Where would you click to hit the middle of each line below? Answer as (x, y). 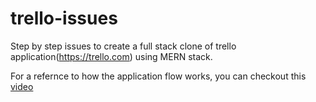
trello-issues (64, 18)
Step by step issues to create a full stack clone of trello (123, 46)
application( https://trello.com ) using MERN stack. (111, 56)
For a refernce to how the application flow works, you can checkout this (158, 76)
